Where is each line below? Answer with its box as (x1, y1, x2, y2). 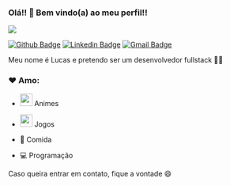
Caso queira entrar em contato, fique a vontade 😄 (8, 169, 172, 178)
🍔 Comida (19, 135, 52, 144)
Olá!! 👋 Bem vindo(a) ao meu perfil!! (8, 7, 148, 18)
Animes (34, 98, 59, 108)
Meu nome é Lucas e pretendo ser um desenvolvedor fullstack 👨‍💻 (8, 55, 224, 65)
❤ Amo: (8, 75, 40, 86)
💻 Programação (19, 150, 74, 160)
